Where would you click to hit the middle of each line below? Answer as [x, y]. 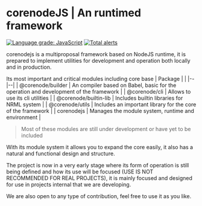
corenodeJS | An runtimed [74, 13]
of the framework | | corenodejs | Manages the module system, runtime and [100, 111]
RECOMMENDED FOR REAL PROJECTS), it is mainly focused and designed [99, 178]
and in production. [29, 67]
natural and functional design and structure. [61, 153]
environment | [24, 117]
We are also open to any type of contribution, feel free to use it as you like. [99, 196]
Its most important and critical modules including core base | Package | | [96, 79]
